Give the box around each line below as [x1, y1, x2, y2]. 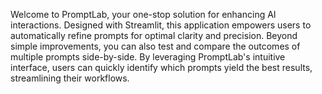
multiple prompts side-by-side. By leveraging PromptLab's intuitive [10, 51, 286, 63]
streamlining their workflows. [10, 72, 130, 84]
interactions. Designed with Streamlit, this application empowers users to [10, 19, 312, 31]
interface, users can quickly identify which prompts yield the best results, [10, 62, 313, 73]
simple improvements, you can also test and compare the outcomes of [10, 40, 301, 52]
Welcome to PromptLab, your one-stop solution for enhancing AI [10, 9, 277, 20]
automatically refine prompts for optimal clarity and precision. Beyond [10, 30, 298, 41]
